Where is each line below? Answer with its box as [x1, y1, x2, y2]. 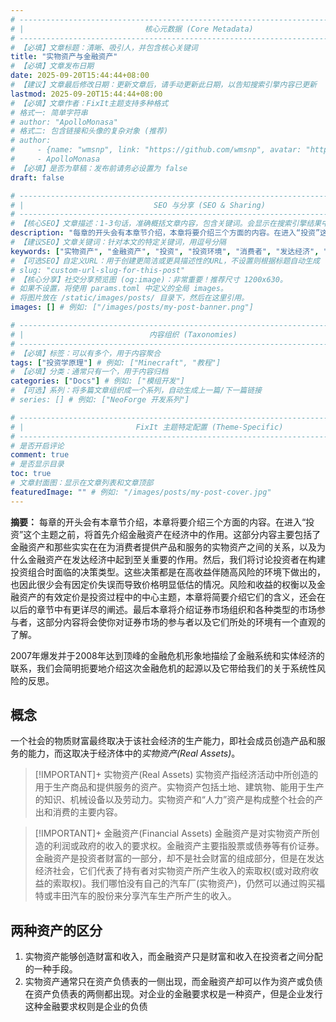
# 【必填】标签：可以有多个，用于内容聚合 [10, 348, 162, 358]
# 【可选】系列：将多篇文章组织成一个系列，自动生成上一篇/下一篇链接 [10, 386, 262, 396]
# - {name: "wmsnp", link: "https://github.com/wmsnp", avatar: [10, 145, 302, 155]
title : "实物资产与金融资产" [10, 52, 118, 62]
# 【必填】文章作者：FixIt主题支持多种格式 [10, 98, 169, 108]
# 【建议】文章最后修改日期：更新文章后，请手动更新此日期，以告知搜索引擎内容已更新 [10, 80, 317, 90]
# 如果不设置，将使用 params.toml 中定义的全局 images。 [10, 284, 228, 294]
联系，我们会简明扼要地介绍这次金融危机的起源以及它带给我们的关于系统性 [10, 662, 317, 674]
